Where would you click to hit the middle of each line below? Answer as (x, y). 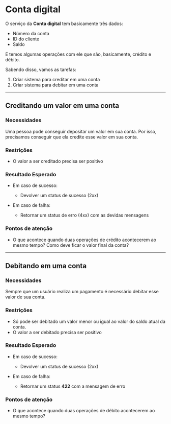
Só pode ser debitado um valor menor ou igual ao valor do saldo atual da (89, 321)
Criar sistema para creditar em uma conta (56, 79)
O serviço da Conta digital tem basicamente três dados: (64, 23)
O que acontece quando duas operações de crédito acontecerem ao (84, 240)
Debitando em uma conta (46, 266)
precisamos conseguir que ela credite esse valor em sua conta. (72, 137)
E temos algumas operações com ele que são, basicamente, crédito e (78, 54)
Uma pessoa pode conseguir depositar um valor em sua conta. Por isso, (81, 131)
